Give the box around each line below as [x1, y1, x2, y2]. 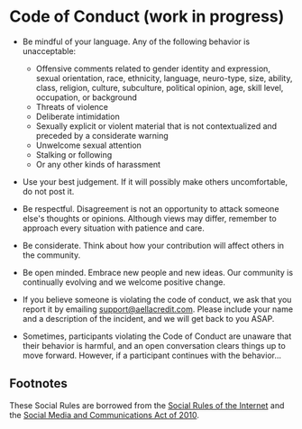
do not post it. [22, 186, 75, 196]
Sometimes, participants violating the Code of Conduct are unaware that [22, 331, 292, 342]
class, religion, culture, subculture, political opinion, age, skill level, [35, 82, 284, 93]
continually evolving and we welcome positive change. [22, 277, 225, 288]
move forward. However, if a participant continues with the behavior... [22, 350, 282, 361]
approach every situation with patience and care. [22, 223, 206, 233]
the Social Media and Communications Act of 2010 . [9, 409, 200, 420]
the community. [22, 250, 81, 260]
